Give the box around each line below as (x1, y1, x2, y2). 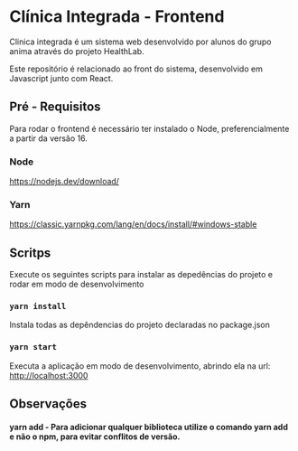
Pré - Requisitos (9, 99, 101, 115)
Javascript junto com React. (9, 72, 114, 83)
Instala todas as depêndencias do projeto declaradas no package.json (9, 319, 271, 331)
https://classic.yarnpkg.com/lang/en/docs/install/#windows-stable (9, 219, 257, 230)
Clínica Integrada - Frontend (9, 6, 225, 27)
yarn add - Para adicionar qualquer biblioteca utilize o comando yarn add (9, 421, 289, 432)
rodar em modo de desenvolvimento (9, 278, 144, 290)
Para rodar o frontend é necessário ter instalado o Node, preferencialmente (9, 123, 290, 134)
